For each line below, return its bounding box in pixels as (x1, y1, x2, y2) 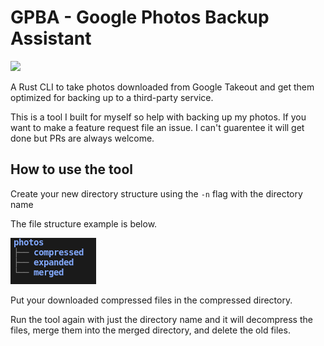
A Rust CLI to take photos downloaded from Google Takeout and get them (10, 81, 315, 93)
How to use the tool (10, 161, 133, 178)
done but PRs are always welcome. (10, 132, 155, 144)
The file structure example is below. (10, 217, 158, 230)
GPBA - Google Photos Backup (10, 6, 270, 29)
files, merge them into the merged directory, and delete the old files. (10, 324, 291, 336)
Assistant (10, 27, 92, 50)
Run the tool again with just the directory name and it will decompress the (10, 313, 313, 325)
